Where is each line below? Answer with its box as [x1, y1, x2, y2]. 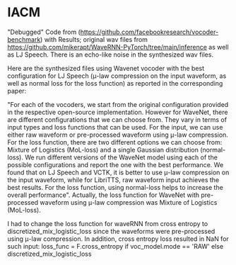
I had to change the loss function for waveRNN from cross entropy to [7, 219, 208, 227]
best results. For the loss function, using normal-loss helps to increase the [7, 183, 224, 191]
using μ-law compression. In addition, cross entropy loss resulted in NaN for [7, 235, 230, 243]
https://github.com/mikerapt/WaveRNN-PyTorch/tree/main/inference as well [7, 43, 229, 51]
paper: [7, 86, 27, 95]
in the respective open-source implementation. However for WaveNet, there [7, 108, 228, 116]
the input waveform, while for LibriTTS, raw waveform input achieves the [7, 175, 220, 184]
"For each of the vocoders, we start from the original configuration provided [7, 100, 229, 108]
